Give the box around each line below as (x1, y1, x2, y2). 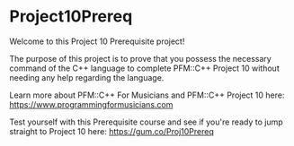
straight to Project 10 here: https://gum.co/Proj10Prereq (9, 125, 214, 136)
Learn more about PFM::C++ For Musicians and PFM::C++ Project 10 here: (9, 90, 285, 100)
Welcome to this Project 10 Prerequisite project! (9, 36, 185, 47)
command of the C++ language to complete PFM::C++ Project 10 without (9, 63, 281, 73)
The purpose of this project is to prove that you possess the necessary (9, 53, 272, 64)
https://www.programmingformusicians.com (9, 99, 174, 109)
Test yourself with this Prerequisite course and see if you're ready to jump (9, 116, 283, 127)
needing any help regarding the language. (9, 72, 165, 82)
